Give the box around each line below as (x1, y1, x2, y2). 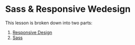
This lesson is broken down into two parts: (5, 20, 92, 26)
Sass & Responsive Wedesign (5, 3, 131, 15)
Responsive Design (12, 29, 52, 35)
